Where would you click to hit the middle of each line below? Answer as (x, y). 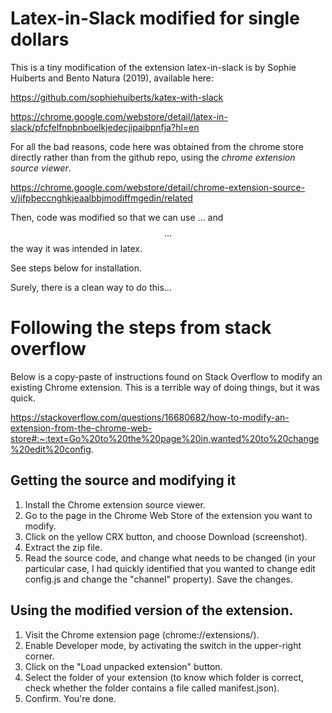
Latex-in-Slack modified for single (155, 18)
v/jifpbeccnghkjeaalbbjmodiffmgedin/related (101, 198)
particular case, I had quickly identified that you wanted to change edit (170, 568)
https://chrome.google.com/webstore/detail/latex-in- (119, 116)
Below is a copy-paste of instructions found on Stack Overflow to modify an (166, 376)
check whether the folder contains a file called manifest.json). (152, 688)
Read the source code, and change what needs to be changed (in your (170, 558)
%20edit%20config (51, 449)
